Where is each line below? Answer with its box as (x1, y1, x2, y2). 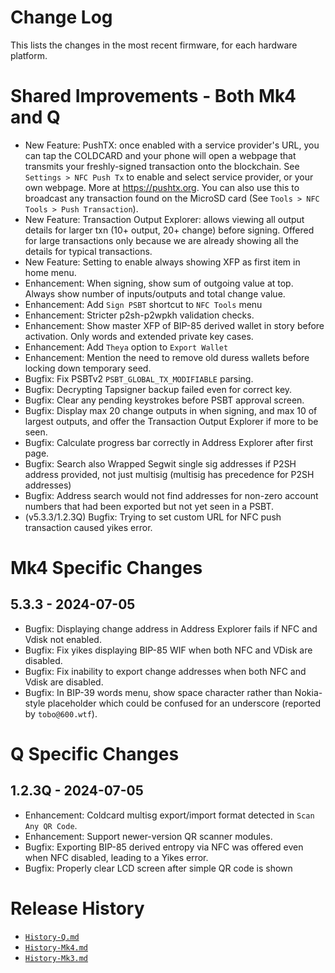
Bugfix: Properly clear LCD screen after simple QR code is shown (24, 862, 293, 874)
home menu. (24, 266, 77, 278)
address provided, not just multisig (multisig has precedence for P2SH (24, 468, 315, 480)
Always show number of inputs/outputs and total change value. (24, 287, 286, 300)
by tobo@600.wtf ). (24, 707, 98, 720)
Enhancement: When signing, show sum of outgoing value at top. (24, 277, 294, 289)
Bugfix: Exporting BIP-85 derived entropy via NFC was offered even (24, 841, 304, 853)
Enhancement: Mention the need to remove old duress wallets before (24, 351, 310, 363)
